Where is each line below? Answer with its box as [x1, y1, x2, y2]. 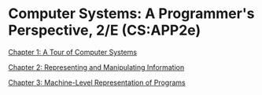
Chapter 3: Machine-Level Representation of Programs [8, 78, 186, 87]
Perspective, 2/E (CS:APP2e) [8, 21, 201, 39]
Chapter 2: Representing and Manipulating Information [8, 62, 185, 71]
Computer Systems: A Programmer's [8, 5, 255, 23]
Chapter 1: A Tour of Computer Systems [8, 47, 138, 57]
